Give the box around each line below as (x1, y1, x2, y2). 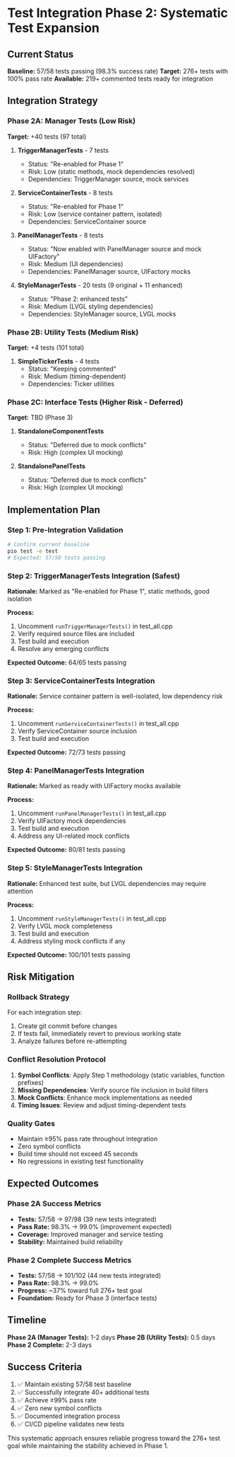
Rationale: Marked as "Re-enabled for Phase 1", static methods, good (7, 587, 210, 595)
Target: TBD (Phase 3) (7, 413, 73, 422)
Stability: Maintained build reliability (17, 1237, 123, 1246)
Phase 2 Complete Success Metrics (7, 1255, 132, 1265)
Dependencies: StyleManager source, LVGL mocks (28, 309, 176, 318)
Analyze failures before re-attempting (17, 1037, 127, 1045)
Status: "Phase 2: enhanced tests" (28, 294, 128, 303)
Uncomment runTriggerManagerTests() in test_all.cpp (17, 621, 173, 630)
